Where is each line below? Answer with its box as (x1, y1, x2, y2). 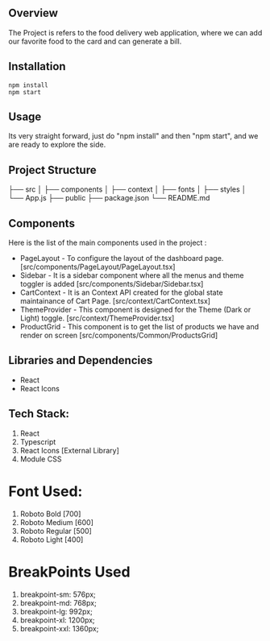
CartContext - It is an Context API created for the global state (19, 287, 223, 297)
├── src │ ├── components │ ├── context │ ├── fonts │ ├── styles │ (8, 184, 247, 194)
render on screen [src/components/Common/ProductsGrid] (19, 330, 218, 341)
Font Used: (8, 482, 83, 500)
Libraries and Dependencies (8, 354, 153, 367)
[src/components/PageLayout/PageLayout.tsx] (19, 262, 176, 272)
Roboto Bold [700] (19, 509, 81, 519)
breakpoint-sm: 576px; (19, 589, 97, 599)
